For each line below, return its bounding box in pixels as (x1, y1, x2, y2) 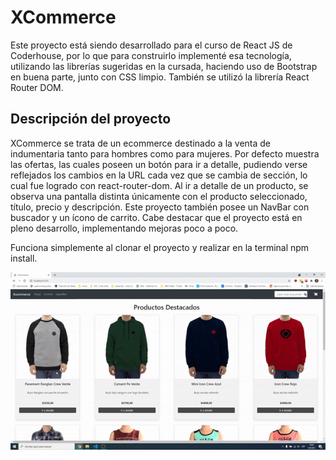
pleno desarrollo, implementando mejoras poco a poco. (10, 222, 239, 234)
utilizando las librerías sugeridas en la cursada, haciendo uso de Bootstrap (10, 60, 318, 72)
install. (10, 252, 38, 264)
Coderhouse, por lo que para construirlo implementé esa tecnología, (10, 49, 292, 61)
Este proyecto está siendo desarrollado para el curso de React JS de (10, 39, 293, 51)
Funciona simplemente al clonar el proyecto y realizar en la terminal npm (10, 241, 310, 253)
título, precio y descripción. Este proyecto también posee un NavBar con (10, 201, 310, 213)
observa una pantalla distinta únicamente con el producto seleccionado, (10, 190, 308, 202)
